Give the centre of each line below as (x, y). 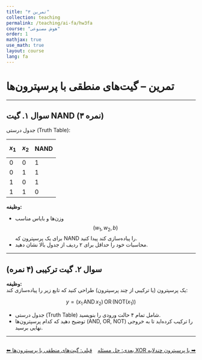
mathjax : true (24, 40)
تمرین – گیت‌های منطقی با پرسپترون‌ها (90, 86)
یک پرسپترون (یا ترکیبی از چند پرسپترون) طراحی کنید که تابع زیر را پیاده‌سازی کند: (97, 290)
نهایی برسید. (29, 328)
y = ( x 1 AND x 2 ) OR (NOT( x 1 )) (101, 302)
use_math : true (25, 46)
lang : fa (17, 56)
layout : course (25, 51)
